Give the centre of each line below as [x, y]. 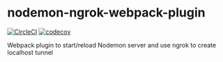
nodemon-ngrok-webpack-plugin [106, 13]
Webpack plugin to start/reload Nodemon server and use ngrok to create [112, 45]
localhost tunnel [30, 52]
